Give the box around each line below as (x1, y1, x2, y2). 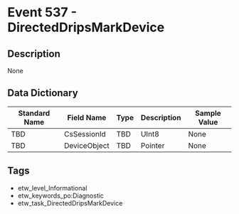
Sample (195, 108, 222, 118)
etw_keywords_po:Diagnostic (17, 191, 105, 200)
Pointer (140, 140, 165, 150)
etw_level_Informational (17, 183, 87, 192)
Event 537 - (7, 4, 77, 21)
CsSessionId (63, 129, 107, 139)
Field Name (67, 112, 107, 122)
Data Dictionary (7, 87, 78, 100)
